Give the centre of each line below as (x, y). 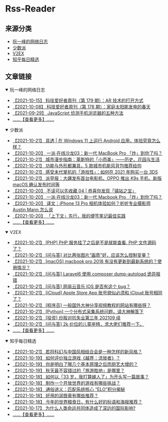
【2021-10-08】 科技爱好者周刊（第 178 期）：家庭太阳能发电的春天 (81, 106)
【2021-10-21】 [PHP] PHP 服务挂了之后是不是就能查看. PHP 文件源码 (84, 242)
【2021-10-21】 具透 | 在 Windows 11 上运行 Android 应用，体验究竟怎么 (87, 140)
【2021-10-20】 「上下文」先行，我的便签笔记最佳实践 (69, 216)
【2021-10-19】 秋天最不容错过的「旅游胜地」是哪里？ (69, 370)
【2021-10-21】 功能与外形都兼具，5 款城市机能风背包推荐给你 (77, 166)
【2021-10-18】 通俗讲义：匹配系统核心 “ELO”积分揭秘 (69, 389)
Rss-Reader (30, 9)
